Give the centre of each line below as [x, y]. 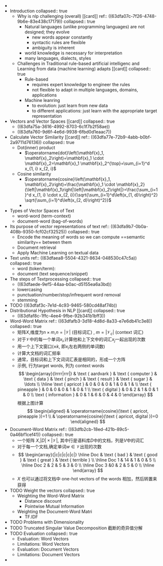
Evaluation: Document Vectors [48, 549]
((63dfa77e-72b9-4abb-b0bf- [121, 137]
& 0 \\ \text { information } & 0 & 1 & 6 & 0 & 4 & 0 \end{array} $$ [88, 395]
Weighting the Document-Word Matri [55, 512]
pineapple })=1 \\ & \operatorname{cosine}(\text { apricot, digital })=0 [88, 417]
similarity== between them [44, 242]
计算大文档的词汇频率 [39, 353]
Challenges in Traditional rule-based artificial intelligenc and [78, 63]
